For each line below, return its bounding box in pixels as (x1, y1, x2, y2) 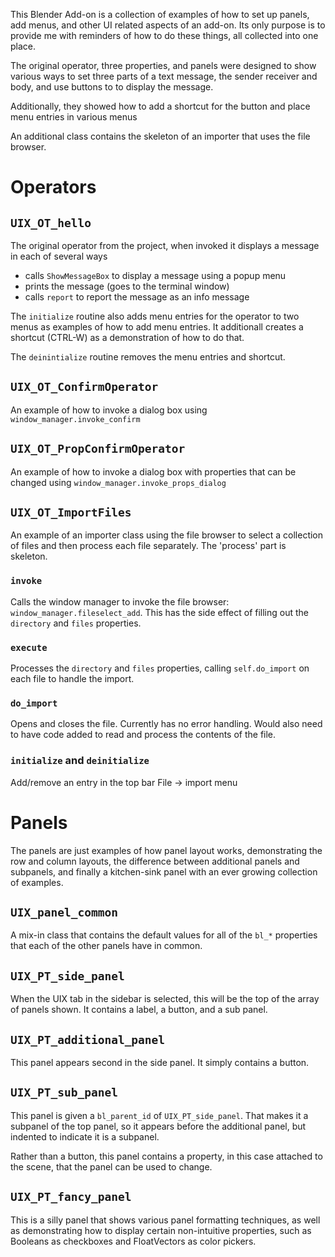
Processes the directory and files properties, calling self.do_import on (10, 662, 310, 674)
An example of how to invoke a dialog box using (10, 404, 208, 416)
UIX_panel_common (10, 905, 118, 919)
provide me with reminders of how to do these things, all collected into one (10, 30, 319, 41)
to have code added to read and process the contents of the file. (10, 729, 277, 741)
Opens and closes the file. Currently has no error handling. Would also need (10, 718, 323, 730)
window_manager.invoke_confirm (10, 414, 141, 424)
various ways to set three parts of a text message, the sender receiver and (10, 70, 318, 82)
